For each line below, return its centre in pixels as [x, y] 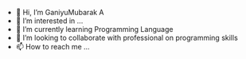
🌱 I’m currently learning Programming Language [94, 29]
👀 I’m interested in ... [49, 21]
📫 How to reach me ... [53, 47]
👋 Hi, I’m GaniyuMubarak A [60, 12]
